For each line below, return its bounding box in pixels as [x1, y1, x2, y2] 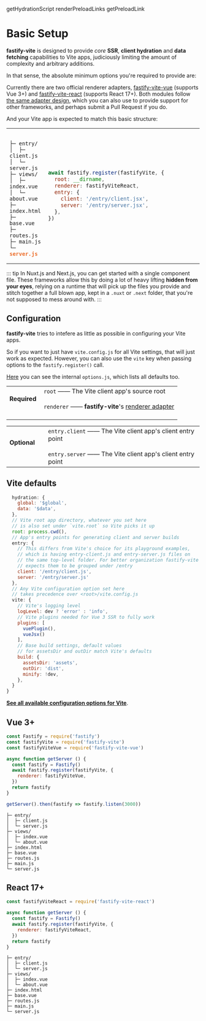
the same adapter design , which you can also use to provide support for [6, 96, 189, 104]
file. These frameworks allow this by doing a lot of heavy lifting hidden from [6, 276, 198, 283]
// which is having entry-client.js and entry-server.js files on [17, 551, 191, 557]
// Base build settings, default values [17, 643, 122, 649]
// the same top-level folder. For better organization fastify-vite [17, 557, 199, 564]
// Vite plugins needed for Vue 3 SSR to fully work [17, 614, 155, 620]
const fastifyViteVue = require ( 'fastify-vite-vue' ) [6, 744, 144, 751]
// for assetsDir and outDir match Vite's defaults [17, 648, 152, 655]
